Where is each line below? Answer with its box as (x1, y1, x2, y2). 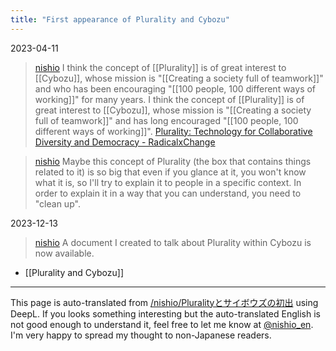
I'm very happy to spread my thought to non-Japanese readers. (10, 329, 272, 341)
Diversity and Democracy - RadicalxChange (34, 136, 216, 148)
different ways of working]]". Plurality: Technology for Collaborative (34, 125, 313, 137)
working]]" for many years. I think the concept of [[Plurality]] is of (34, 93, 305, 105)
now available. (34, 247, 95, 259)
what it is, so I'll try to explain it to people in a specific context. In (34, 176, 302, 188)
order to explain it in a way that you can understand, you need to (34, 187, 302, 199)
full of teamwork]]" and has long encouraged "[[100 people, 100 (34, 114, 299, 126)
